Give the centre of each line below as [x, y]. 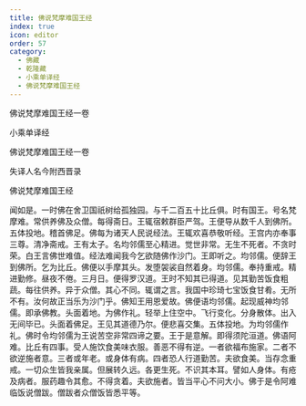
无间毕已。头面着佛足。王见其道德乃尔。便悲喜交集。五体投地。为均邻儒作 [149, 324]
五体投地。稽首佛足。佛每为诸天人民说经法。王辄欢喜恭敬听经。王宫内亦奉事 [153, 233]
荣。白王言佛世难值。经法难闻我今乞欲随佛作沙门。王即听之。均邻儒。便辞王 [153, 255]
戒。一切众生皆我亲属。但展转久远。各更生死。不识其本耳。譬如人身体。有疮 [153, 370]
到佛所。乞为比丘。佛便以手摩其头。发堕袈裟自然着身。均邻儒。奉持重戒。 [149, 266]
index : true [32, 26]
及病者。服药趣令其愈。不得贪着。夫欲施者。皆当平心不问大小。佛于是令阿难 [153, 380]
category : [28, 52]
